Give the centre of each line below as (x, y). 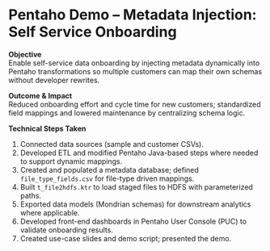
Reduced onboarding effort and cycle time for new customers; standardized (135, 104)
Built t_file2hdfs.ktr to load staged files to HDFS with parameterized (136, 186)
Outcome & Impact (40, 95)
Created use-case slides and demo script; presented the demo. (126, 238)
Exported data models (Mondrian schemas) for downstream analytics (135, 204)
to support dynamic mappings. (71, 161)
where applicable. (50, 212)
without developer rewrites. (54, 80)
